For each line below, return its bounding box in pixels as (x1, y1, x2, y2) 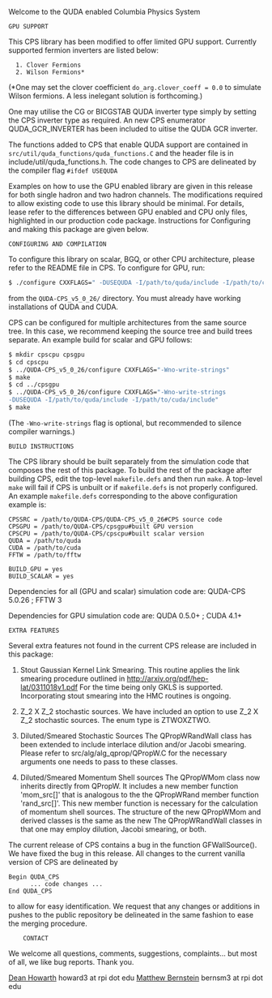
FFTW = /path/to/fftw (8, 551, 82, 559)
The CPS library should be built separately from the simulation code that (8, 456, 249, 466)
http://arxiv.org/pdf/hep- (126, 673, 209, 683)
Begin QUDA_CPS (8, 872, 60, 881)
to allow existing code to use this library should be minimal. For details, (8, 199, 244, 208)
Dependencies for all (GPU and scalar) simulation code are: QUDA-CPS (8, 586, 246, 596)
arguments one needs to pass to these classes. (19, 756, 178, 766)
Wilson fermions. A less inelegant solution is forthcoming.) (8, 91, 203, 101)
